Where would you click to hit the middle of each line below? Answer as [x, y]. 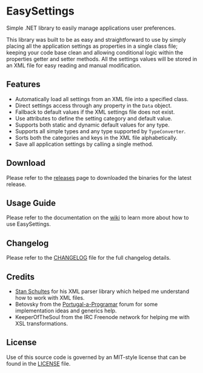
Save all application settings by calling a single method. [84, 144]
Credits [21, 277]
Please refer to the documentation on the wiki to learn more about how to [98, 218]
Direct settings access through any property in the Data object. [93, 105]
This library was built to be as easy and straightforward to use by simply [96, 39]
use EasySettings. [29, 224]
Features [23, 84]
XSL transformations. [42, 323]
